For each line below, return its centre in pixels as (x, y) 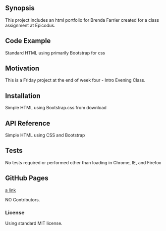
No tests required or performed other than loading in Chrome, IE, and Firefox (83, 162)
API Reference (28, 123)
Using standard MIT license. (34, 223)
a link (11, 190)
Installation (23, 96)
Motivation (22, 69)
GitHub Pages (27, 178)
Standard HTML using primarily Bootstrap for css (55, 53)
